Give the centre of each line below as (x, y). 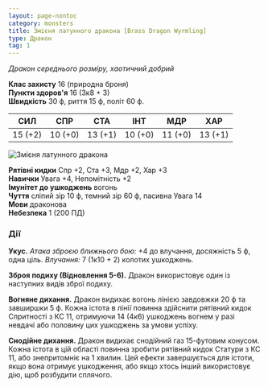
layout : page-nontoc (43, 16)
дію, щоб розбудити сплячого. (60, 375)
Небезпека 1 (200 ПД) (47, 213)
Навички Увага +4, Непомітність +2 (70, 179)
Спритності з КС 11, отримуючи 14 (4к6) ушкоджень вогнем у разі (122, 317)
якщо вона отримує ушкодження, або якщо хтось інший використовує (130, 366)
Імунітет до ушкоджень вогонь (63, 187)
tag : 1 (19, 46)
